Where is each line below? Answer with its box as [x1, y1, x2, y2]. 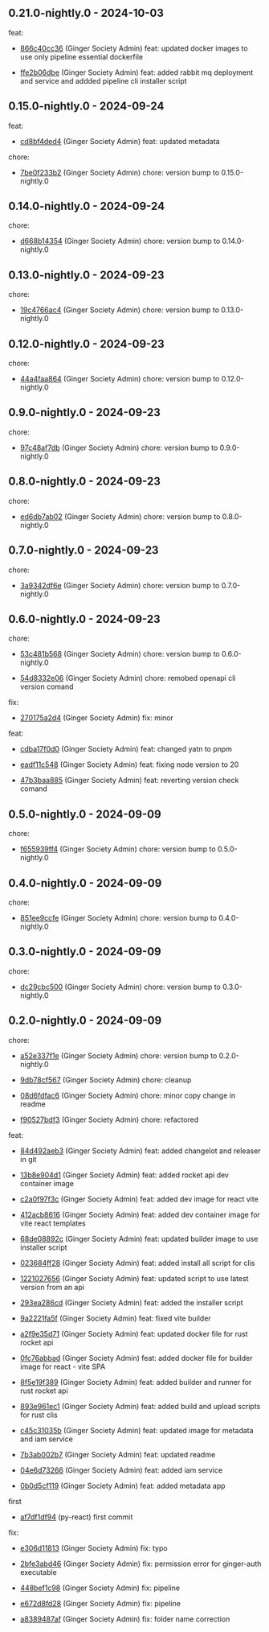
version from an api [19, 1282, 84, 1292]
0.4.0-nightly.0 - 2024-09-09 [8, 876, 162, 890]
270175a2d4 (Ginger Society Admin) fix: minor [19, 713, 174, 723]
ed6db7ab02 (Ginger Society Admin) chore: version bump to [19, 511, 221, 521]
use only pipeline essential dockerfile [19, 52, 143, 61]
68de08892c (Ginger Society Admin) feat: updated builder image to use [19, 1234, 259, 1243]
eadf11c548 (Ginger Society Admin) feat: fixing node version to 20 [19, 760, 239, 769]
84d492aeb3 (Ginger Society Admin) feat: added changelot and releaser [19, 1146, 261, 1156]
